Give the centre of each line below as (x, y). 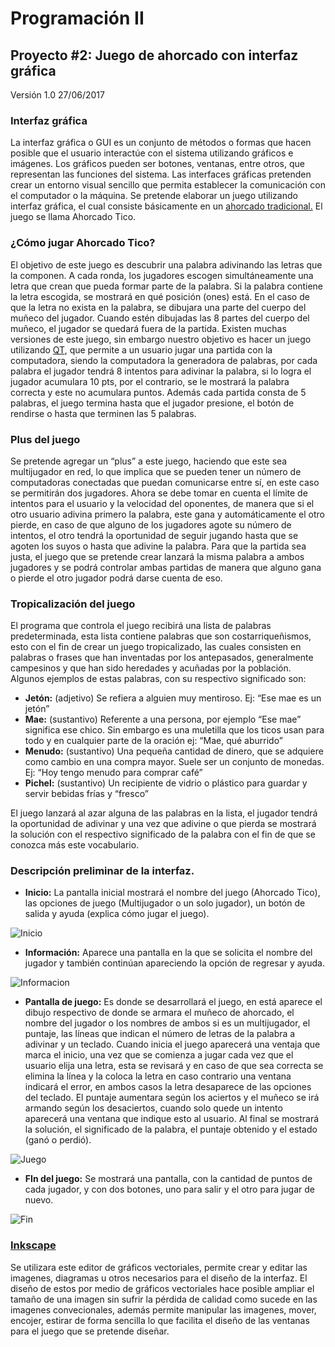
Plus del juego (45, 439)
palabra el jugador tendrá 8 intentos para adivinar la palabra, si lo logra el (161, 371)
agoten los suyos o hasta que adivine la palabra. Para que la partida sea (158, 546)
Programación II (77, 18)
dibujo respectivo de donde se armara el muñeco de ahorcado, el (159, 1013)
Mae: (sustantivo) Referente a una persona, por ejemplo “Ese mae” (163, 719)
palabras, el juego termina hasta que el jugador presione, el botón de (152, 403)
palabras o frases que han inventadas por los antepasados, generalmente (162, 658)
